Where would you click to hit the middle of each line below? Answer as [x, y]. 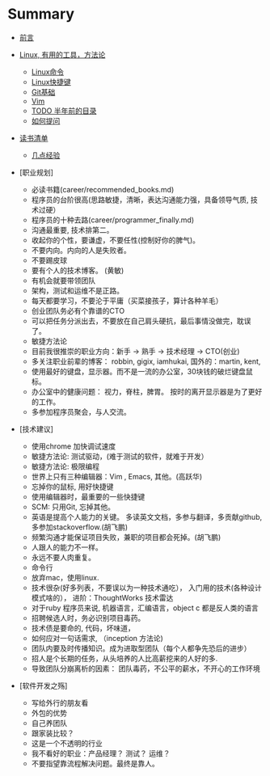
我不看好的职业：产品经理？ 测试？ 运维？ [101, 753]
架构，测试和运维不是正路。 [78, 290]
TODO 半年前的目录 [64, 111]
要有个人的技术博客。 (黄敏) [78, 270]
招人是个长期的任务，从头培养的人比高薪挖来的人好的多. [124, 658]
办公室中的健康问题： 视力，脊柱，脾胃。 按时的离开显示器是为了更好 [147, 391]
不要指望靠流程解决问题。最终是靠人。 [95, 763]
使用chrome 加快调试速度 [74, 446]
